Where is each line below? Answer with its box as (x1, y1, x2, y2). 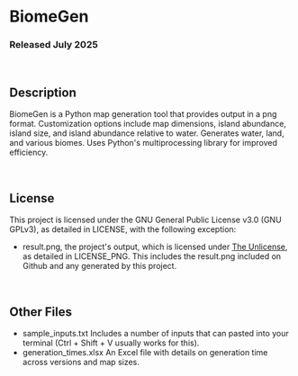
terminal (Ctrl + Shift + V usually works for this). (22, 337, 200, 348)
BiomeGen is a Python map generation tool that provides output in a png (9, 109, 277, 120)
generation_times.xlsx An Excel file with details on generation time (22, 346, 268, 357)
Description (9, 85, 77, 100)
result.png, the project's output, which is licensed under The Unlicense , (22, 241, 288, 253)
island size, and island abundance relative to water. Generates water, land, (9, 128, 285, 139)
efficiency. (9, 147, 49, 158)
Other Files (9, 304, 73, 319)
